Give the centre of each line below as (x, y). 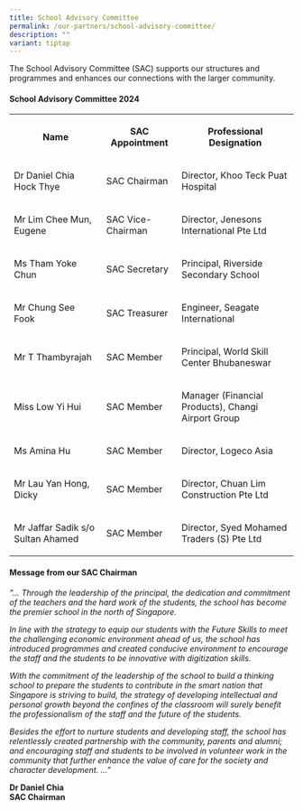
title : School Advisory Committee (74, 18)
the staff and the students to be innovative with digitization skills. (130, 658)
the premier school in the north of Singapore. (93, 611)
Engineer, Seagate (220, 308)
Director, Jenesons (222, 219)
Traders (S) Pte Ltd (222, 539)
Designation (235, 143)
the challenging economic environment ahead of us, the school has (135, 638)
